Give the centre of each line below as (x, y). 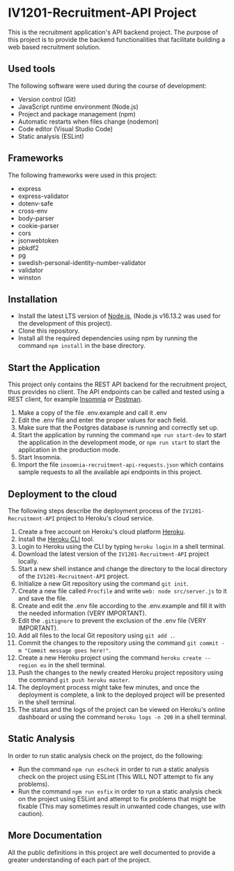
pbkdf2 (28, 248)
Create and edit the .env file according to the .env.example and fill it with (122, 606)
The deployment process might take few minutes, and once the (109, 687)
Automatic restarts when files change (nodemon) (88, 121)
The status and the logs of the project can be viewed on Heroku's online (122, 710)
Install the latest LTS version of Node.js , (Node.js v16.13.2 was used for (119, 316)
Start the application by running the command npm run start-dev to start (122, 435)
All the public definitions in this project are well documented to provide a (112, 852)
